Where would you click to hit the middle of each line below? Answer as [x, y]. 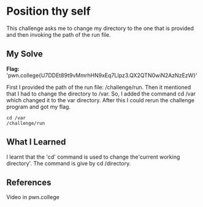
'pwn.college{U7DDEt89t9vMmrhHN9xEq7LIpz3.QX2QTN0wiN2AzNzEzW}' [102, 75]
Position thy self [48, 11]
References [29, 182]
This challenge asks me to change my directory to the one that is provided [100, 28]
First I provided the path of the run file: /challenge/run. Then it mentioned [99, 87]
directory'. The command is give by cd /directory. [69, 163]
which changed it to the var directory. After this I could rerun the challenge [101, 100]
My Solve [25, 54]
